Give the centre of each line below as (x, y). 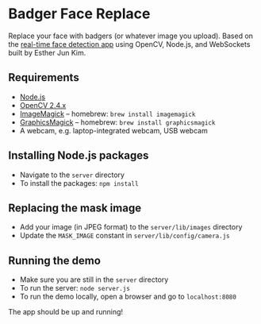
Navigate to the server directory (72, 175)
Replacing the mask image (75, 208)
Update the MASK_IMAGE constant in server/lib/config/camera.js (125, 236)
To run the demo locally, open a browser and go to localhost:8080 (128, 297)
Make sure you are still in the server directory (94, 280)
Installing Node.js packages (79, 156)
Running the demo (55, 260)
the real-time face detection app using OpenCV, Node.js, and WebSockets (129, 44)
